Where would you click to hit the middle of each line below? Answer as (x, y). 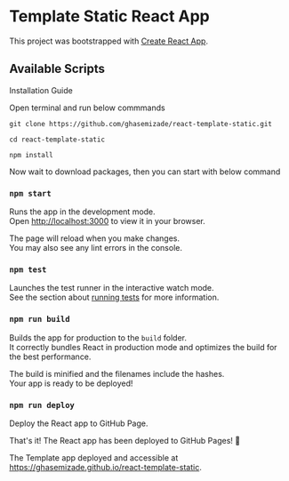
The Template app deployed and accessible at (94, 457)
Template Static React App (110, 16)
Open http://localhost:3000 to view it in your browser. (108, 221)
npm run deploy (42, 405)
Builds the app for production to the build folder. (98, 337)
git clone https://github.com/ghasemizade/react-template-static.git (141, 124)
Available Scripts (57, 69)
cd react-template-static (57, 140)
